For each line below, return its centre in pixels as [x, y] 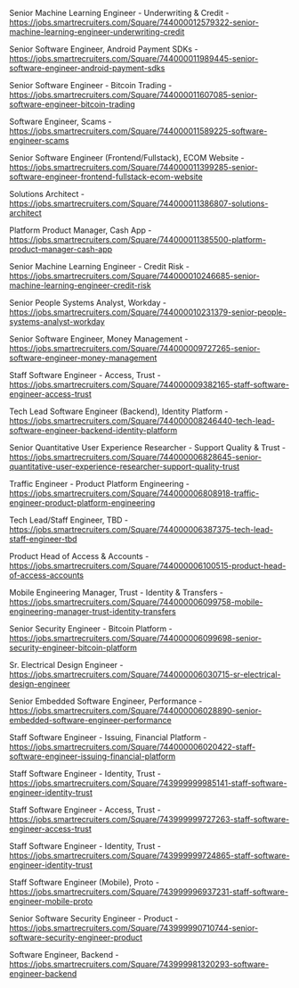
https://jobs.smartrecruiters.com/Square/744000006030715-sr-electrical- [145, 674]
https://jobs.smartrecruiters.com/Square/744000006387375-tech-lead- [141, 529]
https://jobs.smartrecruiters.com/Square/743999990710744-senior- [134, 928]
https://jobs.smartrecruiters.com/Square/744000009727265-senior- [135, 348]
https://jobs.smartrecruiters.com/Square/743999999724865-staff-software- [149, 856]
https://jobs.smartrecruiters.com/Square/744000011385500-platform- [138, 239]
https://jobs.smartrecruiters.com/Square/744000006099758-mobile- [136, 602]
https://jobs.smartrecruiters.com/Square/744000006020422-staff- [133, 747]
